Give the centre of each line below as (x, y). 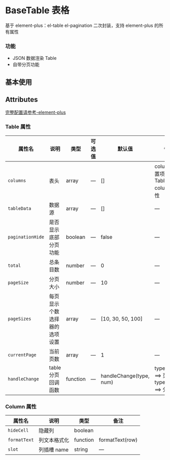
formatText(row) (118, 440)
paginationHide (26, 237)
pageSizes (19, 319)
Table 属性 (18, 127)
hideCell (18, 431)
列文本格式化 (54, 440)
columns (17, 180)
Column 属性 (21, 406)
